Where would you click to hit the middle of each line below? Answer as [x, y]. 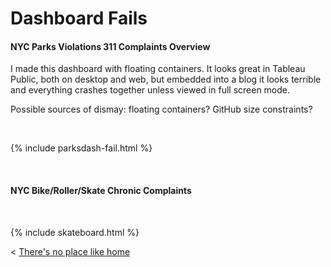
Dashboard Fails [79, 18]
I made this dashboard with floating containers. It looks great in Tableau [158, 69]
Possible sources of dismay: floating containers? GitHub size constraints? [161, 109]
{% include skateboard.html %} [75, 232]
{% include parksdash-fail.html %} [81, 148]
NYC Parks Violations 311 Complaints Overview [110, 46]
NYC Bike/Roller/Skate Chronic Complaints [101, 190]
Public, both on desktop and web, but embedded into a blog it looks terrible [166, 79]
